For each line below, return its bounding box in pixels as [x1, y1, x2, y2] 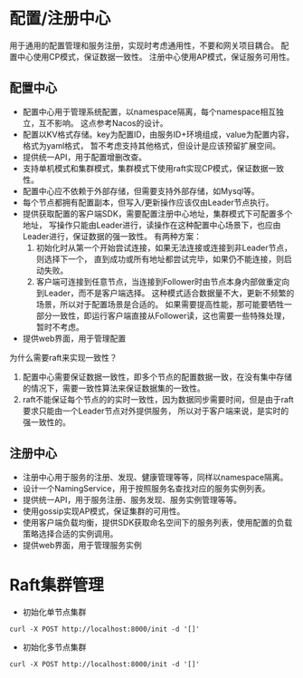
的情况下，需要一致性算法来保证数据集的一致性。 [22, 383, 205, 393]
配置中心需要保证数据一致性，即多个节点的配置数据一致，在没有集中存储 [22, 371, 292, 382]
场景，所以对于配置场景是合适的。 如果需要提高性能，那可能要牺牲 [35, 298, 285, 309]
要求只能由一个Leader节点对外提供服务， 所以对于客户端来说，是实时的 [22, 405, 289, 416]
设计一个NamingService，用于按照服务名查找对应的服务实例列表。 [22, 482, 270, 494]
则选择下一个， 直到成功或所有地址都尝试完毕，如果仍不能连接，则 [35, 253, 285, 264]
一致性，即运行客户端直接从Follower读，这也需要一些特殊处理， [52, 310, 290, 321]
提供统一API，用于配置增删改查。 [22, 151, 147, 162]
